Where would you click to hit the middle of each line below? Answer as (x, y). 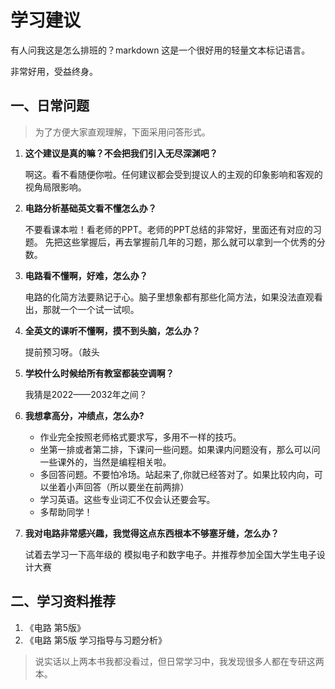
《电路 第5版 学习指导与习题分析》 (95, 640)
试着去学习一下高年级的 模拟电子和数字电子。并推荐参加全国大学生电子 (170, 554)
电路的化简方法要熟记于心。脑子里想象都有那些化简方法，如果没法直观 (169, 297)
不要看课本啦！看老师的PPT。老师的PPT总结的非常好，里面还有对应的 (168, 229)
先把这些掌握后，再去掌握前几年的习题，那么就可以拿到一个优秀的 (180, 242)
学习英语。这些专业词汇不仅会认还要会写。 (127, 499)
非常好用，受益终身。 (54, 71)
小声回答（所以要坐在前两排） (128, 487)
